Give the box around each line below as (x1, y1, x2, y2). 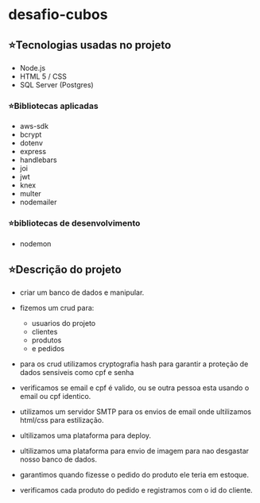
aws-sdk (19, 122, 49, 131)
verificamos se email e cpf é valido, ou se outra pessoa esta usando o (19, 383, 250, 393)
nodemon (19, 238, 52, 248)
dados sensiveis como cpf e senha (19, 368, 134, 377)
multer (19, 189, 41, 199)
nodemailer (19, 197, 57, 207)
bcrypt (19, 130, 42, 140)
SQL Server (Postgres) (19, 80, 94, 89)
